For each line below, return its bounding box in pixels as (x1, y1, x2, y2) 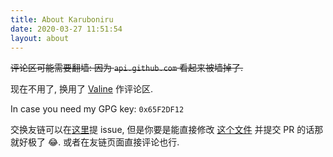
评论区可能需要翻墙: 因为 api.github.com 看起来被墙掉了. (10, 62, 244, 74)
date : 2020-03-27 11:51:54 (10, 24, 123, 34)
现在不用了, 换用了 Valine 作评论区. (10, 83, 153, 95)
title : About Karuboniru (10, 14, 114, 25)
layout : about (10, 33, 70, 43)
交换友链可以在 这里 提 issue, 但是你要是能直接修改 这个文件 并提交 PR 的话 (10, 124, 315, 136)
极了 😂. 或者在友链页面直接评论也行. (27, 136, 180, 148)
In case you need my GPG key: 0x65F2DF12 (10, 103, 185, 115)
